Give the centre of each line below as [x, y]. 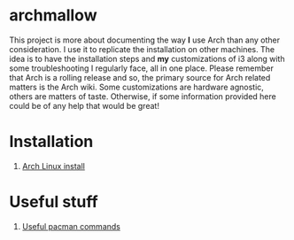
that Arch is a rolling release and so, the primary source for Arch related [140, 77]
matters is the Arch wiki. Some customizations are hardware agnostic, [136, 87]
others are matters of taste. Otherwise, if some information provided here [143, 96]
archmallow [53, 15]
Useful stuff [54, 202]
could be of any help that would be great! [84, 105]
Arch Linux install [54, 166]
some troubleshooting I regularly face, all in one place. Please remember [142, 68]
